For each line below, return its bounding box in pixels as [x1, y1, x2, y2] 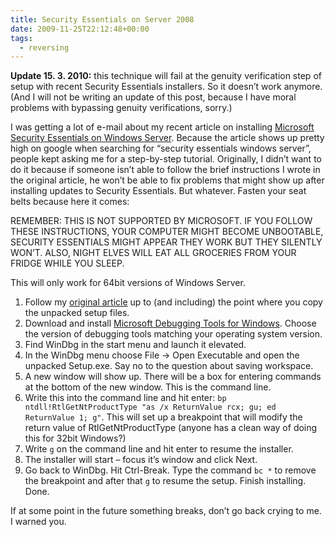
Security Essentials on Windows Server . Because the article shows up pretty [10, 132, 325, 144]
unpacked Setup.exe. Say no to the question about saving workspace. [24, 360, 314, 372]
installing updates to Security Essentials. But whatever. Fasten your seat [10, 185, 307, 197]
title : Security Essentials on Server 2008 [10, 14, 195, 25]
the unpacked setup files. [24, 307, 130, 319]
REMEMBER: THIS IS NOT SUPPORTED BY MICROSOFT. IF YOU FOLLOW [10, 215, 313, 227]
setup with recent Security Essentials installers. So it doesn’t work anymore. [10, 81, 323, 93]
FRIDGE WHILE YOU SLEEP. [10, 257, 125, 270]
